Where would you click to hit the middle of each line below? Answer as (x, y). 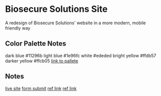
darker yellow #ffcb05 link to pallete (42, 61)
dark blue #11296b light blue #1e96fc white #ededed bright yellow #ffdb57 (81, 55)
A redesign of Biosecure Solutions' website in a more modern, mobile (76, 23)
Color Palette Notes (36, 44)
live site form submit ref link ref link (41, 88)
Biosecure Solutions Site (56, 9)
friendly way (18, 28)
